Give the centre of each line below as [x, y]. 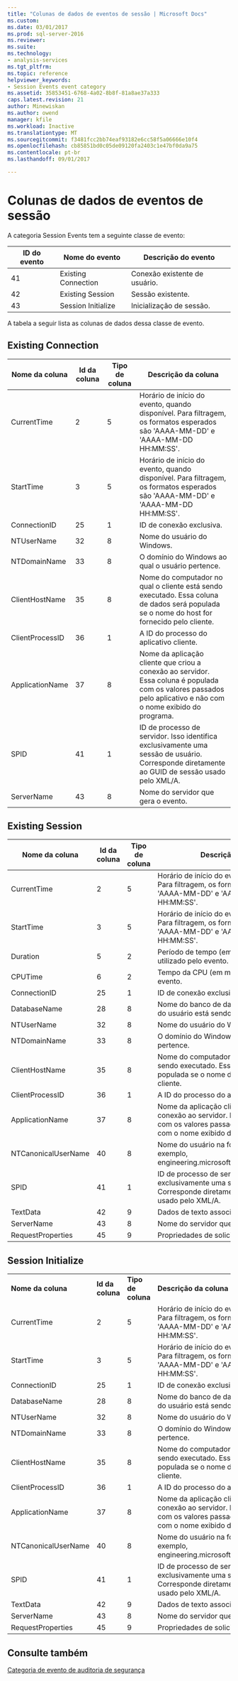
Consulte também [48, 1653]
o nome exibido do [170, 707]
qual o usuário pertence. [180, 565]
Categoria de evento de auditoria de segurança [76, 1670]
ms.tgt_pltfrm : [30, 67]
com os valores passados [182, 689]
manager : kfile [30, 119]
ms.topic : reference [38, 73]
